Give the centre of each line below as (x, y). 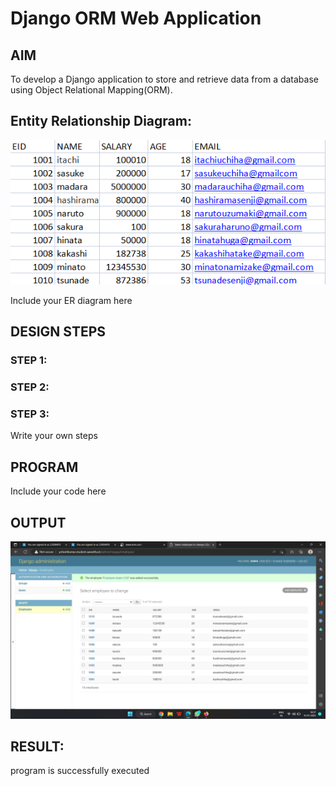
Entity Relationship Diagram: (101, 121)
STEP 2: (30, 387)
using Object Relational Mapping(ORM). (91, 90)
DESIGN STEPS (58, 332)
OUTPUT (38, 522)
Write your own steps (54, 436)
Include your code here (58, 491)
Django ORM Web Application (136, 18)
